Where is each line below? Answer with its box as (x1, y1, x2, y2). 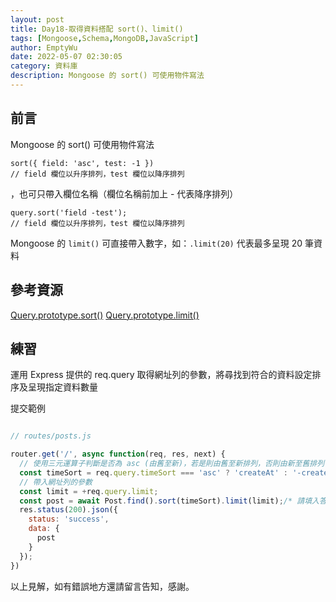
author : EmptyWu (10, 42, 78, 53)
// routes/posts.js (10, 431, 92, 441)
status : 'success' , (28, 514, 110, 525)
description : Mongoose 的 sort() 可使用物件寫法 (10, 71, 205, 81)
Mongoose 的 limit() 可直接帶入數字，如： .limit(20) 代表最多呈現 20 (10, 237, 303, 249)
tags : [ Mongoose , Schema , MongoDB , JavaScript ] (10, 33, 199, 43)
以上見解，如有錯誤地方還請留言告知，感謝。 (10, 580, 195, 592)
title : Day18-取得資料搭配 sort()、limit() (10, 24, 184, 34)
